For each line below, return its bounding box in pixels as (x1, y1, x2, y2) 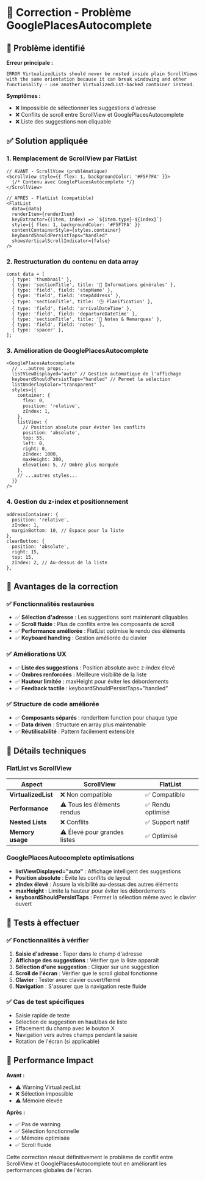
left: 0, (22, 440, 45, 447)
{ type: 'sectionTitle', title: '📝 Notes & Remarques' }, (12, 316, 163, 322)
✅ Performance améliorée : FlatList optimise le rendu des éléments (15, 627, 185, 635)
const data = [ (6, 271, 45, 277)
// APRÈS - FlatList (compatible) (6, 195, 95, 201)
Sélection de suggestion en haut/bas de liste (15, 1018, 128, 1025)
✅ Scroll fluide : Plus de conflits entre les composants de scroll (15, 621, 175, 628)
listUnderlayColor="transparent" (12, 382, 97, 388)
